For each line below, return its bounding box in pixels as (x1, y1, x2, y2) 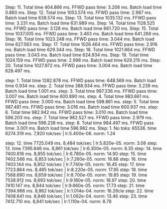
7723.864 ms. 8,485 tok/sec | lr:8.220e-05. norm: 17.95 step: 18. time (5, 167, 148, 173)
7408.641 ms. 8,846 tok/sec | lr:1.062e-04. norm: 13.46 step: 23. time (5, 193, 148, 199)
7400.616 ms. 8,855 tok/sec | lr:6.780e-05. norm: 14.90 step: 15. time (5, 151, 147, 157)
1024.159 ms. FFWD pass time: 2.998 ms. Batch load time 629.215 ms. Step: (5, 57, 161, 63)
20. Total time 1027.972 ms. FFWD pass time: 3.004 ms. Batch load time (5, 62, 153, 68)
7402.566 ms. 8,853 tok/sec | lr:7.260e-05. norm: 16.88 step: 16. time (5, 156, 147, 162)
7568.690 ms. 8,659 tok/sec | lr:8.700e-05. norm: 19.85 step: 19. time (5, 172, 148, 178)
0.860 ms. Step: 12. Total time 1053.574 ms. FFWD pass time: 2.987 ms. (5, 9, 153, 15)
